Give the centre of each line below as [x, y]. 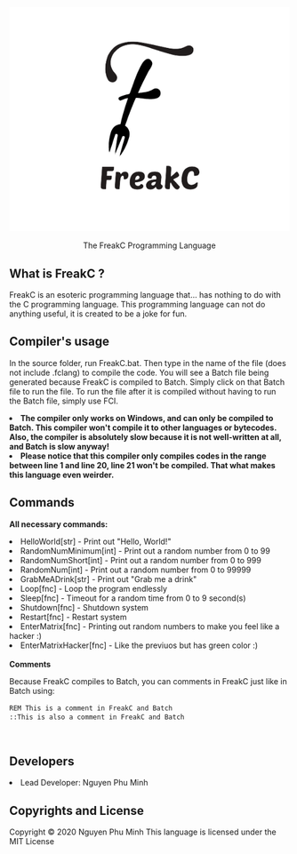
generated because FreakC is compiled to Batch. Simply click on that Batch [147, 382]
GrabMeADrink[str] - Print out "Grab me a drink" [109, 579]
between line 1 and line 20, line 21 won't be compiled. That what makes [142, 465]
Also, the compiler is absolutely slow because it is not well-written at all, [145, 436]
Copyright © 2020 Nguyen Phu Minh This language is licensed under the [143, 832]
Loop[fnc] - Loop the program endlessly [94, 588]
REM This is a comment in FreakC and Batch [91, 708]
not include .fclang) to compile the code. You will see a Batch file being [139, 372]
